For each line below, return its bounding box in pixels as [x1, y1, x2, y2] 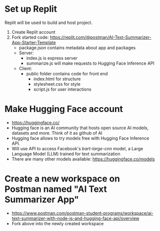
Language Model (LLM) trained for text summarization [11, 151, 120, 157]
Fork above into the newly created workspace [11, 220, 104, 226]
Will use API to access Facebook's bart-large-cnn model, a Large [11, 145, 143, 151]
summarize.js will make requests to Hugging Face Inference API [26, 60, 155, 66]
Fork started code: [11, 34, 49, 40]
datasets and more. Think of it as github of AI [11, 130, 103, 136]
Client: [19, 65, 32, 71]
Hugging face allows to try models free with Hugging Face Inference [11, 135, 149, 141]
